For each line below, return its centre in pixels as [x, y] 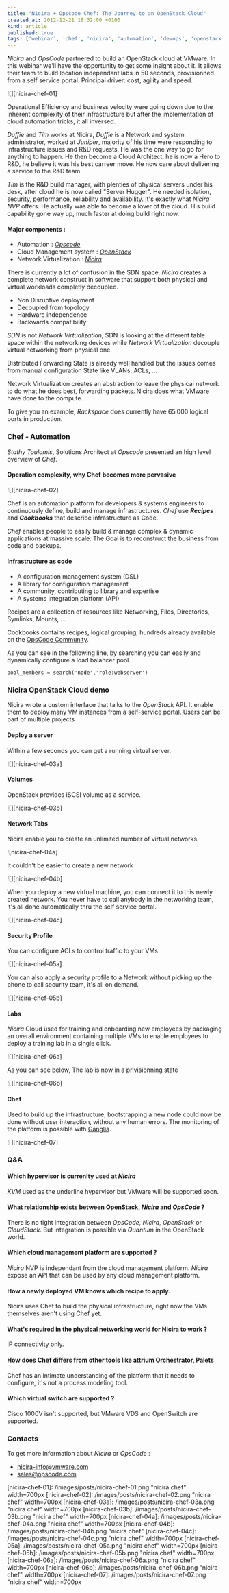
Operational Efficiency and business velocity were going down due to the [110, 107]
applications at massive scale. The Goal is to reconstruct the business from [113, 538]
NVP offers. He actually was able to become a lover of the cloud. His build [111, 206]
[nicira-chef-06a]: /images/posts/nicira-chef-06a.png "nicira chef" [102, 1560]
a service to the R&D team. [44, 171]
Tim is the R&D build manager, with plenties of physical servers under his [110, 184]
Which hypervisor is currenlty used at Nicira [71, 1176]
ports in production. [35, 419]
